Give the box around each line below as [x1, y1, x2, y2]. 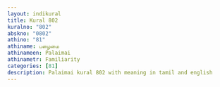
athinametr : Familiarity [7, 56, 80, 63]
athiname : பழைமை [7, 43, 60, 50]
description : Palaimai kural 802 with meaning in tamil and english [7, 69, 213, 76]
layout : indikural [7, 10, 61, 18]
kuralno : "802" [7, 23, 52, 30]
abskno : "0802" [7, 29, 52, 37]
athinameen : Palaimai [7, 50, 71, 57]
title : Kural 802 [7, 17, 59, 24]
